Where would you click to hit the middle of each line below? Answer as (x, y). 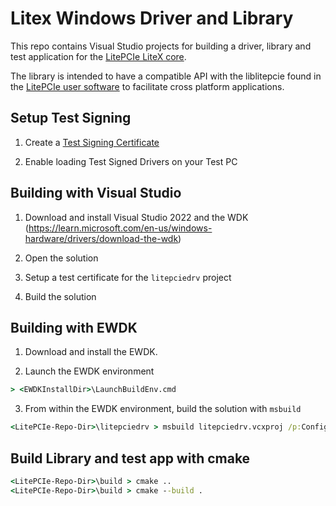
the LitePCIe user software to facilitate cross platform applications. (147, 86)
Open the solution (61, 258)
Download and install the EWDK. (91, 352)
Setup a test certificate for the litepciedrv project (128, 277)
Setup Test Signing (71, 118)
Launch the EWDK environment (89, 371)
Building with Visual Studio (96, 193)
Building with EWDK (74, 327)
